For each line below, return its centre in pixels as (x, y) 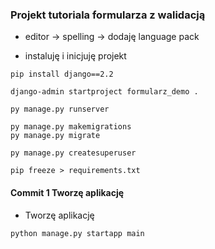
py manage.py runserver (60, 109)
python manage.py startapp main (77, 233)
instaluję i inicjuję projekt (75, 56)
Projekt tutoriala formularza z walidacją (108, 15)
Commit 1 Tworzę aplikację (67, 192)
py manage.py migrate (55, 136)
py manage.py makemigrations (71, 127)
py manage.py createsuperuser (73, 153)
